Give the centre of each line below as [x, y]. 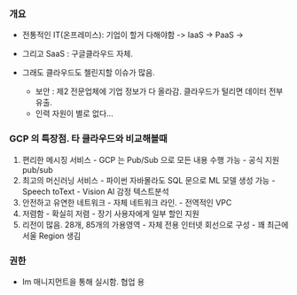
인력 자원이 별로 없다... [74, 113]
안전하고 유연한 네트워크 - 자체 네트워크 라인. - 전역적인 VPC [127, 202]
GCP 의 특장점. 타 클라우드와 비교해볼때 [89, 139]
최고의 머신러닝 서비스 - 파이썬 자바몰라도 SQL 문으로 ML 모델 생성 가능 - [148, 180]
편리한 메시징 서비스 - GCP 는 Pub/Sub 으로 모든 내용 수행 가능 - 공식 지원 [151, 159]
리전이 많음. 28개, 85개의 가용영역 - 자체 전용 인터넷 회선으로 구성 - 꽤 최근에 [155, 224]
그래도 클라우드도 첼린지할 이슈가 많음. [88, 73]
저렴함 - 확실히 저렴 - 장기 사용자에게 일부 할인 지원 [110, 213]
